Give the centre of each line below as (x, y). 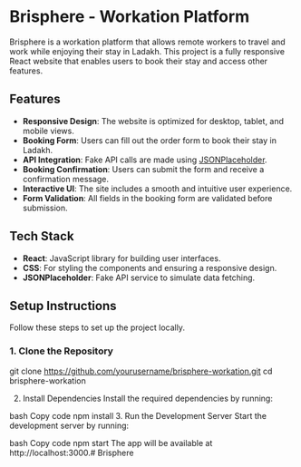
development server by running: (69, 425)
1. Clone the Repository (61, 351)
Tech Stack (42, 236)
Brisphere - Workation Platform (130, 17)
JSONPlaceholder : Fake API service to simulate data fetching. (139, 277)
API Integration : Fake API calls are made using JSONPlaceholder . (145, 160)
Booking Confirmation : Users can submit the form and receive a (143, 169)
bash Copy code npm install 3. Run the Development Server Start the (138, 415)
